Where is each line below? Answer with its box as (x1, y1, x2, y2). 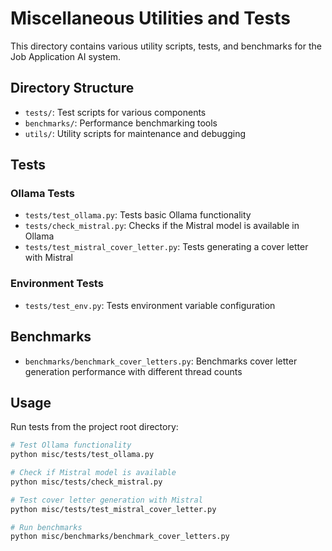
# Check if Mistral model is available (10, 468, 177, 478)
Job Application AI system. (10, 50, 121, 62)
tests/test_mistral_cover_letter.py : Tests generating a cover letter (24, 241, 309, 253)
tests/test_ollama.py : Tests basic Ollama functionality (24, 209, 252, 221)
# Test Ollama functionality (10, 440, 132, 451)
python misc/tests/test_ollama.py (10, 450, 155, 460)
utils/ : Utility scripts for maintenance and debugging (24, 127, 246, 139)
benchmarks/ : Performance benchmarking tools (24, 117, 218, 129)
